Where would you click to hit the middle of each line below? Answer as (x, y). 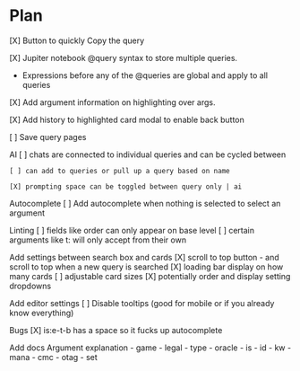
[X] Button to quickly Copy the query (77, 40)
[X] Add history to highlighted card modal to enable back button (127, 119)
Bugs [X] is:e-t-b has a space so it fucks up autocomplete (116, 330)
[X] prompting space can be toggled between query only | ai (126, 186)
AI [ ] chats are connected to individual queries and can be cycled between (148, 155)
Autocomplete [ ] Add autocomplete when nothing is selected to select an (145, 203)
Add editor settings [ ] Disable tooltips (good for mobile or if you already (142, 303)
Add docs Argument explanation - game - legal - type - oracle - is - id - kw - (150, 348)
